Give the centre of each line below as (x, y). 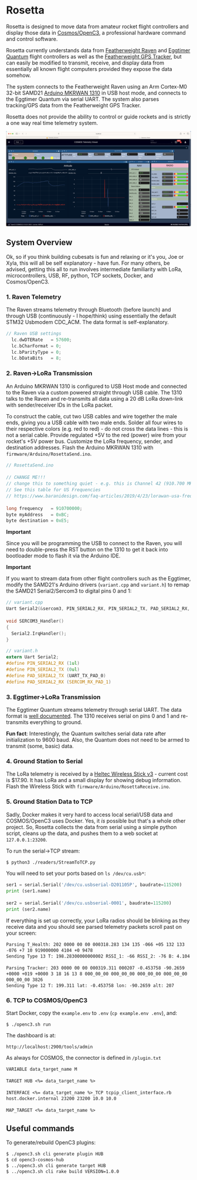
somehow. (18, 75)
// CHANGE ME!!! (26, 478)
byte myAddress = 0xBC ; (38, 515)
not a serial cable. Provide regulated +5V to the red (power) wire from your (96, 435)
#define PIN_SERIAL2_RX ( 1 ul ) (43, 664)
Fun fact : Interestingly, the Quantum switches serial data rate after (86, 733)
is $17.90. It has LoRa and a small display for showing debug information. (94, 780)
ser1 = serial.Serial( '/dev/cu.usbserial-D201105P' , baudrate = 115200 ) (94, 885)
